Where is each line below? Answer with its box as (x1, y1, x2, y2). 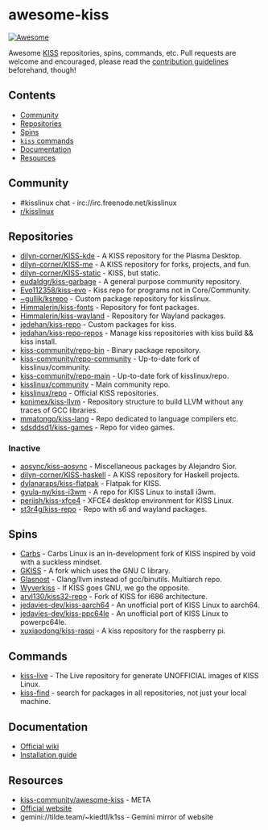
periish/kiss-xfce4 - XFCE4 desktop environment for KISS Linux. (19, 495, 234, 505)
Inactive (8, 442, 41, 454)
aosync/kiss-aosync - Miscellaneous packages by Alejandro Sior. (19, 461, 237, 471)
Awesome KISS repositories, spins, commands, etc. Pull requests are (8, 48, 237, 57)
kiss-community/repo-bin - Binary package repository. (19, 346, 201, 355)
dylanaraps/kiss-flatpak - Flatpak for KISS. (19, 478, 162, 488)
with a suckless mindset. (19, 557, 102, 567)
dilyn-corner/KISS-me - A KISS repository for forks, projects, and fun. (19, 260, 251, 270)
